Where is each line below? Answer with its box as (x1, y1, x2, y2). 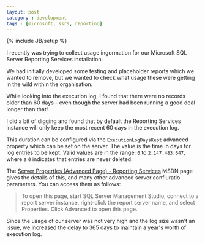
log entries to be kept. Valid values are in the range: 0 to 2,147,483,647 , (6, 149, 185, 157)
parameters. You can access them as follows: (6, 181, 121, 188)
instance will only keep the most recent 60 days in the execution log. (6, 124, 179, 132)
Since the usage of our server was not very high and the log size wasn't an (6, 218, 195, 225)
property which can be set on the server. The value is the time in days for (6, 143, 192, 150)
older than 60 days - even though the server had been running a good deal (6, 99, 195, 106)
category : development (6, 15, 67, 21)
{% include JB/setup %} (6, 37, 67, 45)
